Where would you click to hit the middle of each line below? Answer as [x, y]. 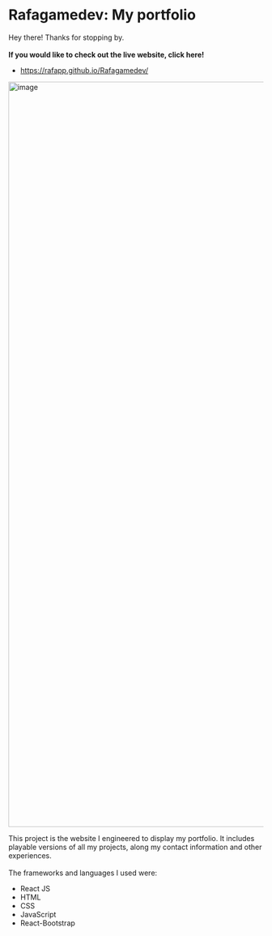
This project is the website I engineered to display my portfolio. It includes [132, 838]
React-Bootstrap [47, 923]
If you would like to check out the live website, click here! [106, 54]
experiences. [30, 855]
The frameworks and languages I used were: [83, 873]
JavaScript [38, 914]
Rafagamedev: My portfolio [102, 15]
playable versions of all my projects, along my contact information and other [135, 847]
